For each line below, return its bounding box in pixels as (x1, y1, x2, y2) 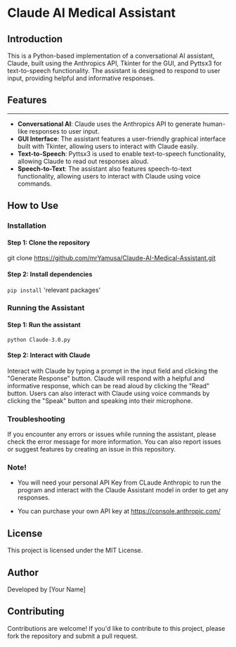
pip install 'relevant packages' (7, 286, 101, 294)
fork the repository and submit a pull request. (7, 632, 138, 640)
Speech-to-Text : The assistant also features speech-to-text (17, 164, 192, 173)
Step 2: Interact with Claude (7, 351, 91, 359)
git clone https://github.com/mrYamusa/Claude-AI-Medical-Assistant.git (7, 254, 216, 262)
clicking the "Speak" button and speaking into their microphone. (7, 396, 193, 405)
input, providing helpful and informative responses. (7, 74, 155, 82)
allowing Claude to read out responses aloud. (17, 157, 149, 165)
